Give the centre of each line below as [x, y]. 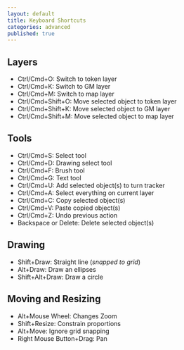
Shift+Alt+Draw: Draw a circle [60, 277]
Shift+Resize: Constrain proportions [69, 323]
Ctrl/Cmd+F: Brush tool [51, 170]
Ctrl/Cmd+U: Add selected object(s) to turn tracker [91, 185]
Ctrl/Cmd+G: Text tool [50, 177]
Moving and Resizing [54, 299]
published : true [31, 33]
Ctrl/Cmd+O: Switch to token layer [67, 79]
